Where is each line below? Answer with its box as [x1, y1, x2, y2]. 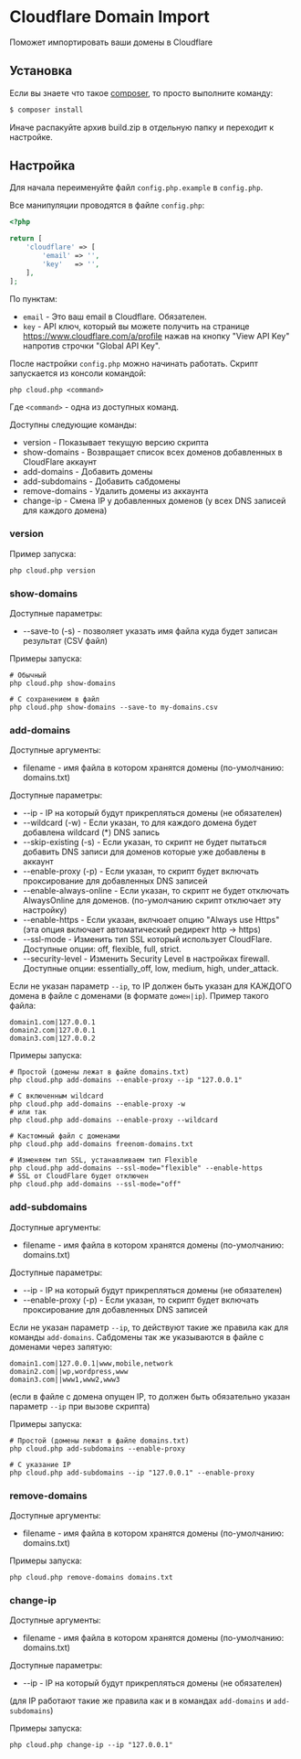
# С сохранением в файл [9, 695, 100, 704]
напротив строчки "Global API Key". [22, 340, 161, 351]
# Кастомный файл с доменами [9, 1132, 120, 1141]
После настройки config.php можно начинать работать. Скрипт [9, 358, 258, 369]
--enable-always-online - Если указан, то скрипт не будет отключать [22, 885, 290, 896]
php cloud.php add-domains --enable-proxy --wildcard [9, 1116, 219, 1125]
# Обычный [9, 670, 47, 681]
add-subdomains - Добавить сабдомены [22, 476, 181, 487]
